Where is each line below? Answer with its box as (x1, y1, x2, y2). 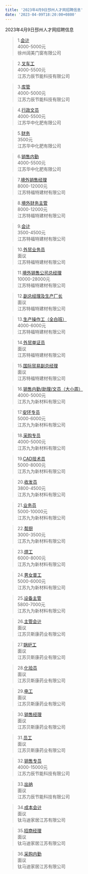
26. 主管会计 (17, 618, 42, 624)
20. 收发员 (17, 478, 37, 485)
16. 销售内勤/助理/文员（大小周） (17, 385, 83, 392)
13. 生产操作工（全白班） (17, 316, 67, 322)
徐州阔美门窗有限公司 (17, 50, 61, 56)
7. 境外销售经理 (17, 176, 47, 182)
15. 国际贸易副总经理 (17, 362, 58, 368)
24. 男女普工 (17, 571, 42, 578)
